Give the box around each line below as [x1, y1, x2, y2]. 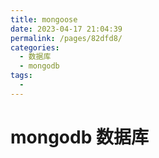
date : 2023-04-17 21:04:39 [10, 24, 123, 34]
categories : [10, 42, 60, 53]
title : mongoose [10, 14, 78, 25]
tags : [10, 71, 33, 81]
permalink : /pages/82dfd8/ [10, 33, 123, 43]
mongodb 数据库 [10, 126, 149, 148]
